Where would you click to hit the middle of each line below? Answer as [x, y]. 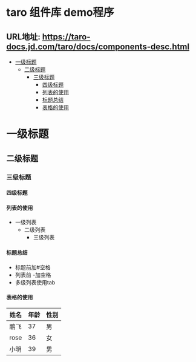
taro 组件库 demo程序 [60, 12]
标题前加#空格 [33, 267]
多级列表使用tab [35, 282]
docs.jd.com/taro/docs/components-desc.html [98, 46]
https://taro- [66, 37]
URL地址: [24, 37]
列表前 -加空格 [33, 275]
